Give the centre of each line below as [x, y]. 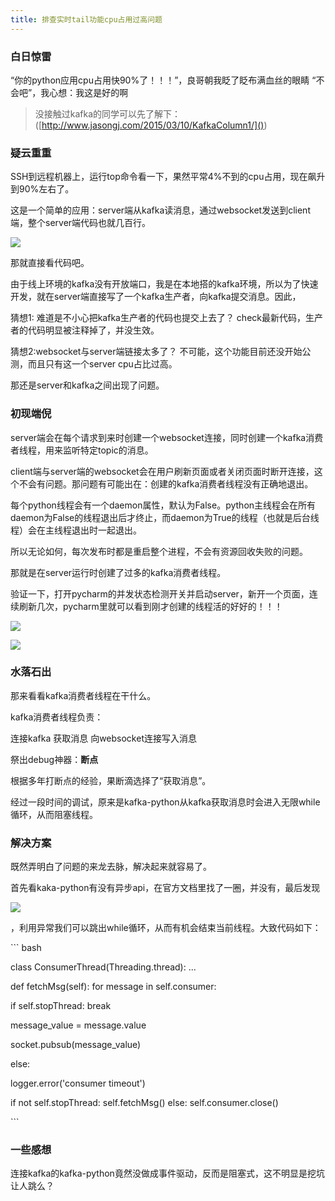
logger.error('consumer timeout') [78, 1083]
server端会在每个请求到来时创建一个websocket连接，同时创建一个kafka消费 [167, 437]
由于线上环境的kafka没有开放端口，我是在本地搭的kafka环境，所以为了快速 [164, 284]
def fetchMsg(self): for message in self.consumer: [113, 987]
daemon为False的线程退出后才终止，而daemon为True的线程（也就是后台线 [165, 517]
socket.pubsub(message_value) [76, 1045]
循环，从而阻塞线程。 [54, 814]
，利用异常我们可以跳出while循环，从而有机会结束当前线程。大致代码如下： [166, 928]
